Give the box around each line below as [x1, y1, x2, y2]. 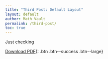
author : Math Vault [5, 16, 46, 21]
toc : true [5, 26, 26, 30]
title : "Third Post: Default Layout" [5, 7, 84, 12]
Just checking [5, 39, 34, 45]
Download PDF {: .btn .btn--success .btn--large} [5, 49, 104, 55]
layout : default [5, 12, 39, 17]
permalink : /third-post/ [5, 21, 57, 26]
